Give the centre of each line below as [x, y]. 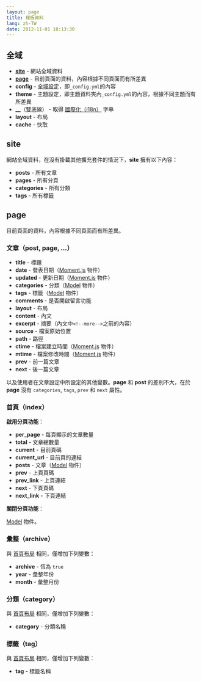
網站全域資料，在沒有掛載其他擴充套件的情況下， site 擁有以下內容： [92, 159]
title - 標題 [28, 262]
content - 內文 [33, 316]
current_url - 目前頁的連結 [49, 457]
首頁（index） [27, 407]
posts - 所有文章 [36, 172]
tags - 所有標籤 [34, 195]
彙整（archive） [30, 539]
